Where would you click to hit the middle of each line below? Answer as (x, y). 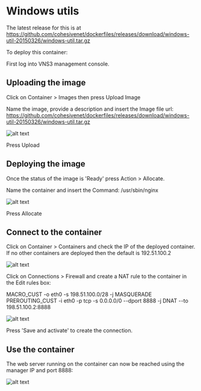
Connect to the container (54, 232)
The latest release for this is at (44, 28)
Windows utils (43, 11)
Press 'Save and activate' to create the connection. (70, 331)
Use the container (41, 349)
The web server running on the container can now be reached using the (95, 364)
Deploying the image (46, 164)
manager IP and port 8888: (40, 371)
